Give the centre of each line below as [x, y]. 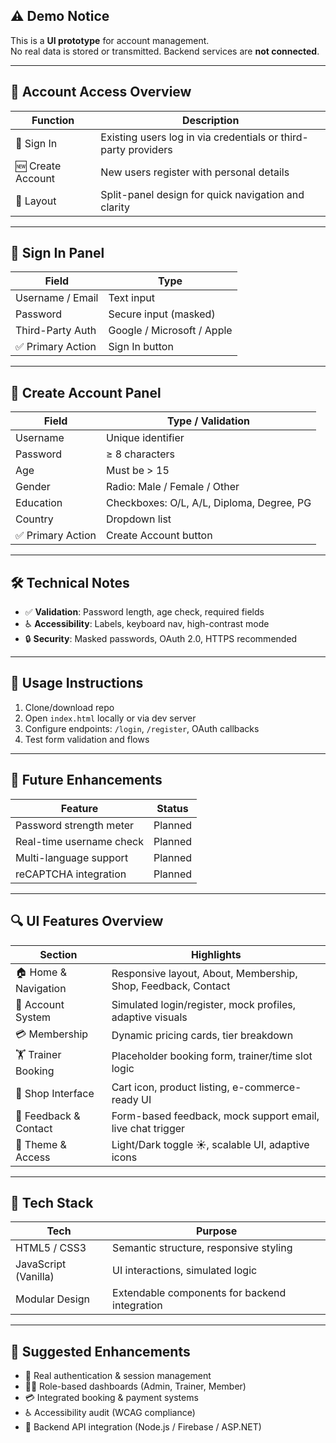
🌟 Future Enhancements [86, 780]
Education [39, 503]
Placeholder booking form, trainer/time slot [212, 1056]
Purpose [216, 1231]
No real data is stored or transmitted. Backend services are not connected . [165, 51]
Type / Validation [209, 421]
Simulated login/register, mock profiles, [203, 1004]
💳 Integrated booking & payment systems [111, 1398]
